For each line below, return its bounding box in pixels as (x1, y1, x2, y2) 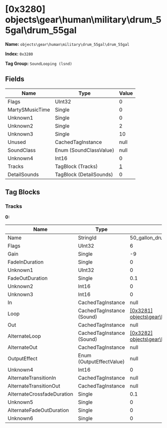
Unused (7, 139, 26, 145)
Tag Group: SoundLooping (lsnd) (5, 60, 73, 66)
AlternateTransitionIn (7, 375, 56, 382)
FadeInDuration (7, 259, 44, 266)
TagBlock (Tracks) (55, 163, 98, 170)
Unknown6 (7, 415, 33, 422)
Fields (5, 75, 25, 83)
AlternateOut (7, 344, 38, 351)
